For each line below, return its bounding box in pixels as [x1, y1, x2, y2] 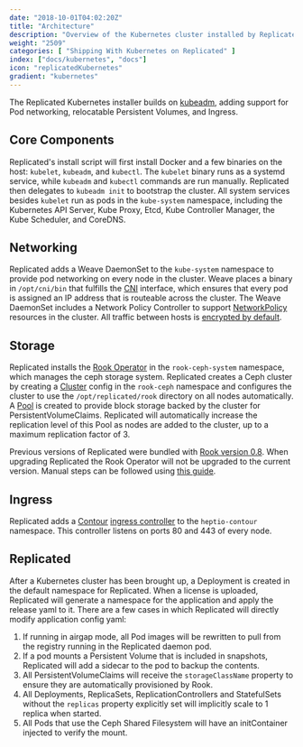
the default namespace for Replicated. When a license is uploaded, [9, 585, 259, 595]
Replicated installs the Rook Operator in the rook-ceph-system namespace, [9, 362, 285, 373]
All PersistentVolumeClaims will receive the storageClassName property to [22, 669, 294, 680]
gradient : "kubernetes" [9, 72, 99, 81]
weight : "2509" [9, 38, 67, 48]
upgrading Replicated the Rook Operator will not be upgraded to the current [9, 456, 291, 467]
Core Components [9, 133, 115, 148]
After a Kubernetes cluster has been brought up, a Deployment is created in [9, 575, 290, 586]
